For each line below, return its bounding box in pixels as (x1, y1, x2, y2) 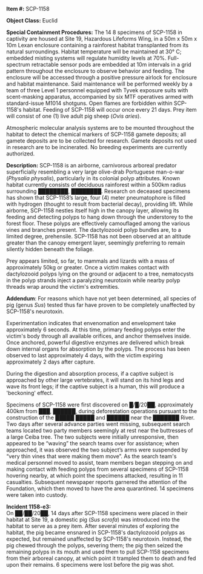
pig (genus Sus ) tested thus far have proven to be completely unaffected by (6, 302, 196, 308)
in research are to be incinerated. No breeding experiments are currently (6, 144, 188, 150)
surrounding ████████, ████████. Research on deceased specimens (6, 187, 191, 195)
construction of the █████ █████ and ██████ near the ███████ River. (6, 414, 195, 421)
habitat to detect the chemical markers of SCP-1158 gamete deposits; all (6, 130, 187, 138)
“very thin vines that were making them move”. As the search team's (6, 453, 177, 460)
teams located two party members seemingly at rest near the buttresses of (6, 427, 193, 434)
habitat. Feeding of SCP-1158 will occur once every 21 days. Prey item (22, 106, 197, 113)
